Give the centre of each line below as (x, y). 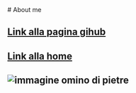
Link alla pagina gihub (57, 32)
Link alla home (40, 56)
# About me (24, 10)
